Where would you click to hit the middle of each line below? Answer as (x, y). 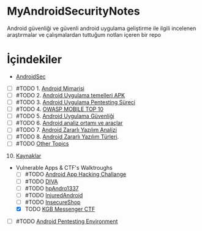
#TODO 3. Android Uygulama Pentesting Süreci (75, 102)
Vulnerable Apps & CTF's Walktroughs (64, 168)
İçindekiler (35, 60)
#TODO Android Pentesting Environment (67, 221)
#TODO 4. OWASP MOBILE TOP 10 (59, 109)
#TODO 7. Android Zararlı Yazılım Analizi (66, 130)
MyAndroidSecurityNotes (73, 11)
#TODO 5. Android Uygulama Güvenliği (65, 116)
